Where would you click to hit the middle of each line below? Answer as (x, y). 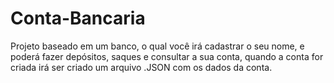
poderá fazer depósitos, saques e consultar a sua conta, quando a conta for (167, 56)
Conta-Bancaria (78, 18)
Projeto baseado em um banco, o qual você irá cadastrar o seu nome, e (157, 46)
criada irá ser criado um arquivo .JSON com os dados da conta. (141, 67)
